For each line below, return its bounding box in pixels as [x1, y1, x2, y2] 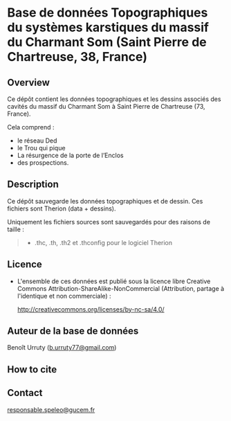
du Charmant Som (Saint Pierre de [7, 35, 207, 50]
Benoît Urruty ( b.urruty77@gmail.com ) [7, 343, 117, 352]
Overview [7, 76, 50, 88]
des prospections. [17, 159, 69, 167]
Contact [7, 387, 43, 399]
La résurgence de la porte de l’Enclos [17, 151, 124, 159]
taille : [7, 225, 24, 233]
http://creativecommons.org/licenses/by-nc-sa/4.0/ [17, 305, 165, 313]
